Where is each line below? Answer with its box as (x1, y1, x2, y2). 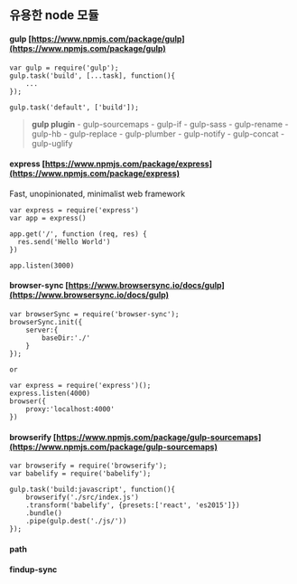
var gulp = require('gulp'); (9, 63, 119, 72)
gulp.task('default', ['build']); (9, 102, 140, 112)
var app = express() (9, 213, 88, 222)
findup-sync (9, 564, 58, 575)
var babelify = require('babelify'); (9, 469, 152, 478)
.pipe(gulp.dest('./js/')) (25, 517, 127, 526)
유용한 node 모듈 (9, 7, 99, 24)
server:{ (25, 325, 59, 334)
